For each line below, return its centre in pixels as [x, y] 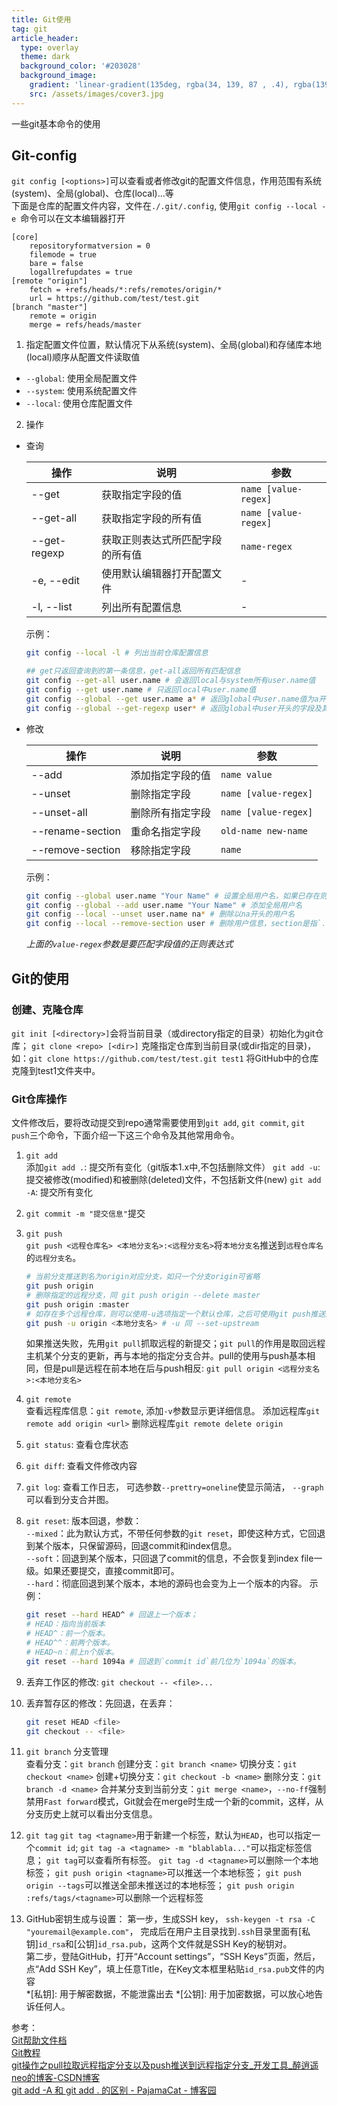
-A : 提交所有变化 [59, 1192]
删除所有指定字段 [170, 813]
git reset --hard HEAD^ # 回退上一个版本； [111, 1615]
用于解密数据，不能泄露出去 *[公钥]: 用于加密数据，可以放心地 [187, 1994]
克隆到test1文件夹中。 [56, 1070]
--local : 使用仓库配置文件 [79, 403]
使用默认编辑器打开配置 [157, 574]
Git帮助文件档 [39, 2040]
